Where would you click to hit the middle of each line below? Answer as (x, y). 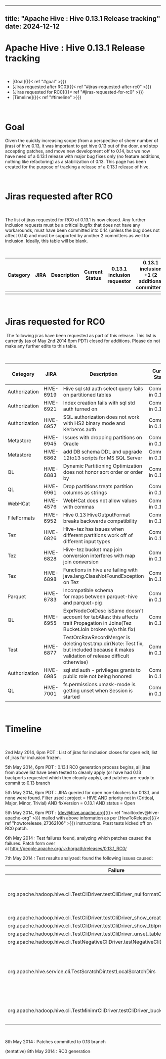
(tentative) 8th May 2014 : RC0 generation (48, 1051)
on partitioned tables (87, 395)
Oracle (71, 444)
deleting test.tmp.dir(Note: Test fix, (104, 644)
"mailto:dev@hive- (140, 813)
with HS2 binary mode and (94, 423)
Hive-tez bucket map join (93, 550)
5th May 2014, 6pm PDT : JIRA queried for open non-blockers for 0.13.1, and (82, 793)
